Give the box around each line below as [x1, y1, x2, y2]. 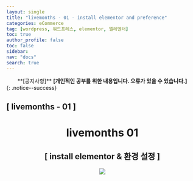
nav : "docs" [6, 54, 37, 60]
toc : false [6, 43, 34, 49]
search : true [6, 60, 40, 66]
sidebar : [6, 49, 29, 55]
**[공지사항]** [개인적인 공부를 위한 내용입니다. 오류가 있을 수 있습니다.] [17, 77, 188, 84]
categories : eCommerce [6, 20, 64, 26]
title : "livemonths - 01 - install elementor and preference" [6, 15, 167, 21]
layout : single [6, 9, 45, 15]
